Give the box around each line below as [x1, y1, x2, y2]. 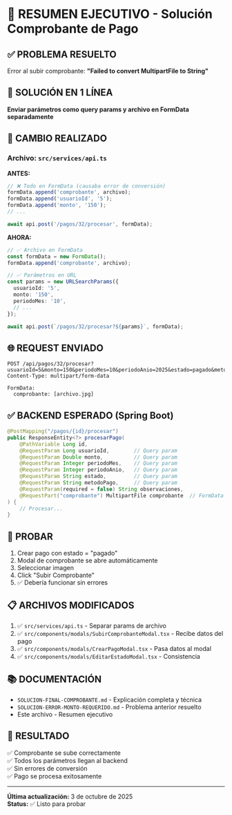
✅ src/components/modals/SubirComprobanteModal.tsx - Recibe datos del [17, 629, 224, 637]
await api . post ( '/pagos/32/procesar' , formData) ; [7, 221, 153, 228]
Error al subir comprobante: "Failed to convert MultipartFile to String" [7, 67, 209, 75]
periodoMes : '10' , [13, 297, 67, 304]
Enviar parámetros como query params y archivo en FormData [7, 105, 190, 113]
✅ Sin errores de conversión [7, 764, 88, 772]
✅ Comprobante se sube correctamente [7, 749, 121, 757]
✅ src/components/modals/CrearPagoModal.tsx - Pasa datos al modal [17, 644, 212, 652]
